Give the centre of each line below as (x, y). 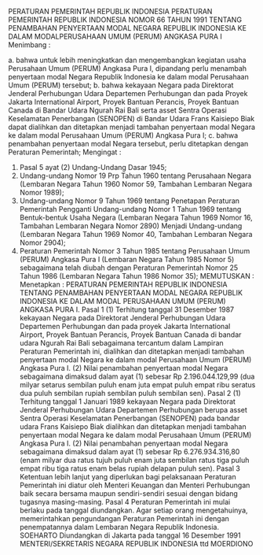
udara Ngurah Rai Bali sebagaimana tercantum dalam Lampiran (121, 343)
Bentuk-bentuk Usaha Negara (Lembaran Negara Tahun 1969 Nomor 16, (136, 217)
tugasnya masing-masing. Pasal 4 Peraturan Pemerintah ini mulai (125, 502)
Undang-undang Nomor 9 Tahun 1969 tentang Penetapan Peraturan (130, 201)
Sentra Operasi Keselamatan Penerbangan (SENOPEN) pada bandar (130, 418)
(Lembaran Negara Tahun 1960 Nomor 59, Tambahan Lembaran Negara (136, 184)
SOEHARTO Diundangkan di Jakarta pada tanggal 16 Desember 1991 (130, 535)
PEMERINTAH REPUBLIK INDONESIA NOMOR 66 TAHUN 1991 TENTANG (125, 20)
